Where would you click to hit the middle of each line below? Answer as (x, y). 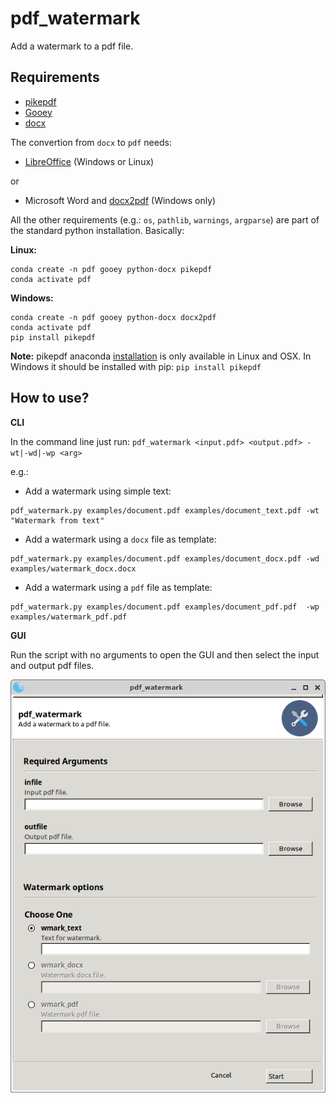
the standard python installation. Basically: (97, 230)
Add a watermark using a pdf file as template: (118, 587)
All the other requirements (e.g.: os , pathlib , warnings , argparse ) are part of (165, 219)
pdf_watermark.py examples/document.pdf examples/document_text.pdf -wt (165, 510)
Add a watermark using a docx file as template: (120, 539)
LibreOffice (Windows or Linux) (89, 161)
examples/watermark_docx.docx (73, 568)
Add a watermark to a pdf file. (72, 46)
